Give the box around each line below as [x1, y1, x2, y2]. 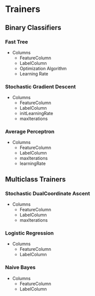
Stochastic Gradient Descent [5, 83, 76, 90]
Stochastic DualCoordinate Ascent [5, 190, 90, 197]
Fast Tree [5, 38, 28, 45]
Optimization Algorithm [19, 65, 67, 71]
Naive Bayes [5, 264, 36, 271]
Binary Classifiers [5, 23, 62, 32]
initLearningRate [19, 111, 53, 117]
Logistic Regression [5, 230, 54, 237]
